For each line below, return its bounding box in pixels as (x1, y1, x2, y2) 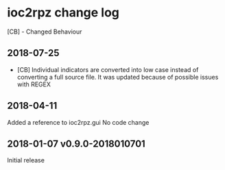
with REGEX (16, 80, 51, 88)
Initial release (7, 156, 45, 165)
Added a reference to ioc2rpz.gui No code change (7, 118, 150, 126)
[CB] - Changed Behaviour (7, 27, 82, 36)
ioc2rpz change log (7, 5, 120, 21)
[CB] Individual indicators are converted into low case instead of (16, 65, 199, 73)
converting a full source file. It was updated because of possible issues (16, 73, 219, 81)
